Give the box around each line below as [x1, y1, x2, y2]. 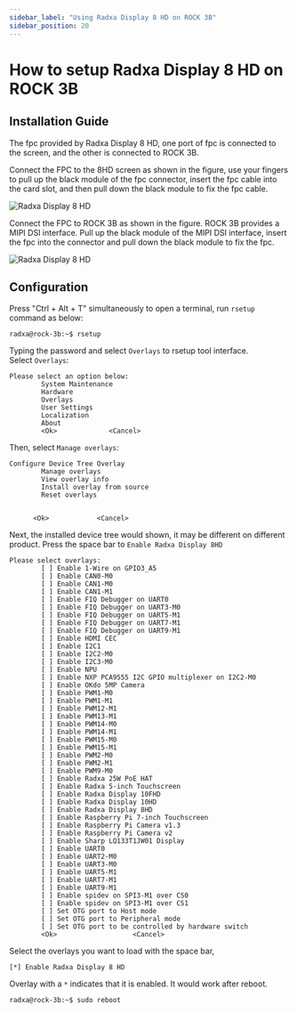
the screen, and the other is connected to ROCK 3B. [9, 147, 200, 158]
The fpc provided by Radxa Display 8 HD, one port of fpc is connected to [9, 137, 277, 148]
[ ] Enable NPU [41, 665, 98, 675]
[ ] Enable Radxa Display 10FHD [41, 790, 162, 799]
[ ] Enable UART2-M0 [41, 852, 117, 862]
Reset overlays [41, 490, 98, 499]
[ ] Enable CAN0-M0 [41, 571, 114, 581]
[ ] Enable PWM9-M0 [41, 766, 114, 775]
